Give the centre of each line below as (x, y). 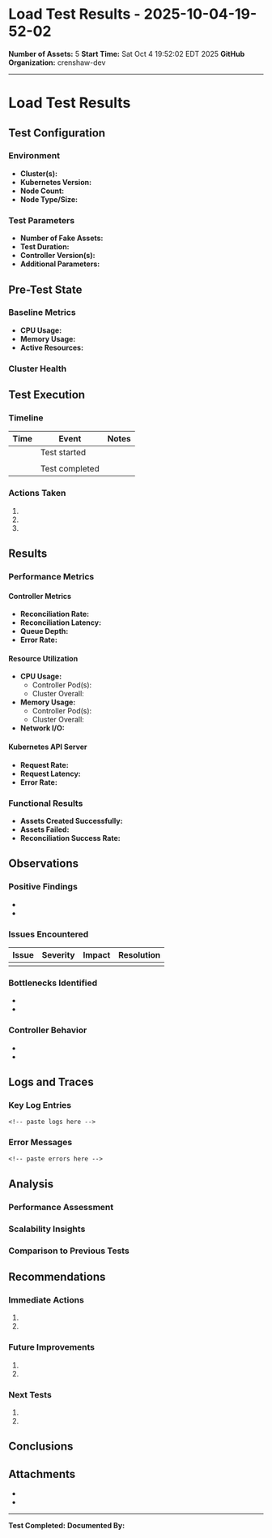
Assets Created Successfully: (71, 821)
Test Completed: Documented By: (67, 1526)
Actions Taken (37, 493)
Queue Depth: (44, 631)
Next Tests (30, 1394)
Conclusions (41, 1447)
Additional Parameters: (60, 264)
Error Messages (40, 1143)
